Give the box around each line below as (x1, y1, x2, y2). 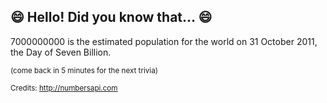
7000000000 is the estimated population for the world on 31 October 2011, (10, 35, 318, 47)
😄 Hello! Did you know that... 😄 (10, 9, 213, 26)
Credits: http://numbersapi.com (10, 83, 118, 93)
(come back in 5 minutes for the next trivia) (10, 65, 158, 75)
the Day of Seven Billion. (10, 46, 112, 58)
